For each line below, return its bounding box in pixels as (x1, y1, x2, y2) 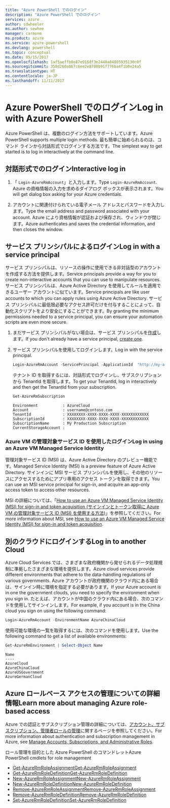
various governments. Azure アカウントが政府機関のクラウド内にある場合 (5, 578, 158, 584)
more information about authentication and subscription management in (5, 733, 155, 739)
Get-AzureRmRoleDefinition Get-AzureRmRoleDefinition (12, 770, 127, 776)
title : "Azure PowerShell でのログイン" (5, 7, 87, 13)
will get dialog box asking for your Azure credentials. (12, 191, 122, 197)
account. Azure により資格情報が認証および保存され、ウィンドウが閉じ (12, 214, 161, 220)
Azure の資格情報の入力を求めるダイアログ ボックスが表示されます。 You (12, 185, 163, 191)
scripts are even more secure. (5, 319, 68, 325)
